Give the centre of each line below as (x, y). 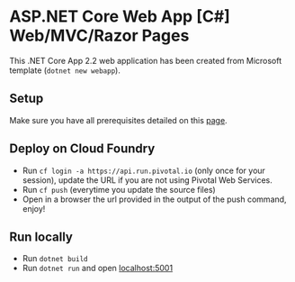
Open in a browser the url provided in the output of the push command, (154, 199)
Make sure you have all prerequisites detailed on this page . (118, 120)
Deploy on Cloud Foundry (82, 149)
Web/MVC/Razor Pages (99, 36)
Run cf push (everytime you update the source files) (119, 189)
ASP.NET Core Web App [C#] (120, 17)
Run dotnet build (55, 259)
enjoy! (34, 208)
